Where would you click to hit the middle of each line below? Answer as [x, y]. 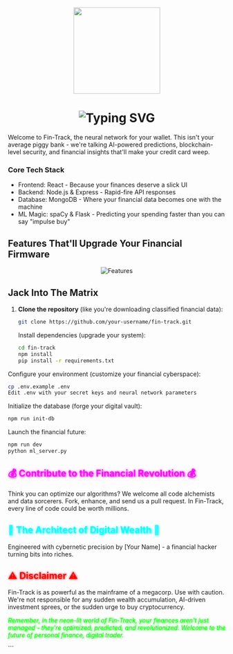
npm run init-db [31, 419]
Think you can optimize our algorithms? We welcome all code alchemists [111, 494]
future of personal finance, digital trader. [66, 635]
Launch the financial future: [47, 432]
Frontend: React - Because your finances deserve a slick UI [102, 185]
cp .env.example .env [39, 386]
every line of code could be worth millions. [68, 508]
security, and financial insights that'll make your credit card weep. [116, 152]
